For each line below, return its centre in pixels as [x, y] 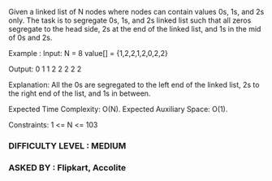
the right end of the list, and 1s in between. [80, 93]
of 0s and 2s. [30, 37]
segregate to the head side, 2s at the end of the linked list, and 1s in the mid [135, 29]
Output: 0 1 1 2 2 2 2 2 [45, 69]
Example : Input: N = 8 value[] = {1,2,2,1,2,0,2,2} [88, 53]
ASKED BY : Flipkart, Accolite [67, 167]
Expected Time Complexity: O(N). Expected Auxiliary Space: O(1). [118, 109]
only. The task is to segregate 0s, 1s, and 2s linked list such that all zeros [130, 20]
